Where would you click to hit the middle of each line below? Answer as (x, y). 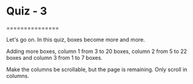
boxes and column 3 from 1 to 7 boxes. (54, 57)
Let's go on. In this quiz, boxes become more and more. (76, 39)
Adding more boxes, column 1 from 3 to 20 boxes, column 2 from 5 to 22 (97, 51)
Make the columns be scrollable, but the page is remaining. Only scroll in (97, 69)
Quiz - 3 (27, 11)
